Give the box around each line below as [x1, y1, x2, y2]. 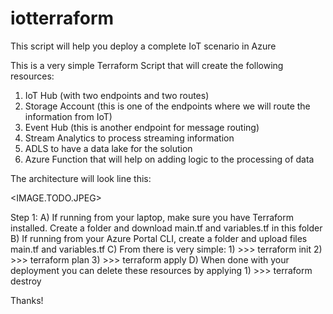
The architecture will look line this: [10, 172, 152, 184]
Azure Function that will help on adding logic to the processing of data [24, 153, 315, 165]
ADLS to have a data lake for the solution [24, 142, 193, 154]
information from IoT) [24, 110, 113, 122]
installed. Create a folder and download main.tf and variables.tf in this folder [10, 222, 323, 234]
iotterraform [10, 7, 115, 30]
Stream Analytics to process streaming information [24, 132, 235, 144]
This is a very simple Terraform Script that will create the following [10, 59, 284, 71]
